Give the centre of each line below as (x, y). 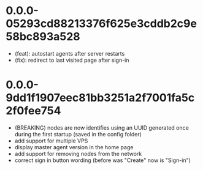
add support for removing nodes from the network (78, 153)
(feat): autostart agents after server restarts (70, 53)
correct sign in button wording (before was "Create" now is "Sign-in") (103, 160)
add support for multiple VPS (51, 141)
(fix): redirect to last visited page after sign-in (72, 60)
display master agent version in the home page (74, 147)
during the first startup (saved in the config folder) (78, 134)
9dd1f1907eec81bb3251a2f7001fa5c (100, 98)
